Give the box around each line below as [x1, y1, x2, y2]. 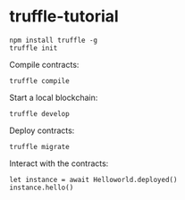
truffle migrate [9, 142, 70, 151]
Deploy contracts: [9, 125, 75, 136]
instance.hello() [9, 183, 74, 192]
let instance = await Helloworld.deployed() [9, 175, 178, 184]
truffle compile [9, 76, 70, 86]
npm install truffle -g [9, 36, 98, 45]
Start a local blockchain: [9, 92, 98, 103]
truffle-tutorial [9, 6, 119, 27]
